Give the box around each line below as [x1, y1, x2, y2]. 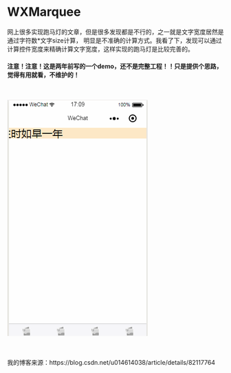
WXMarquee [7, 4, 81, 20]
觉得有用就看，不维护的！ [7, 70, 80, 79]
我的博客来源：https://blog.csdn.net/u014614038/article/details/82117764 [7, 359, 215, 367]
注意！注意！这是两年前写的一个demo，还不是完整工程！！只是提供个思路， [7, 62, 223, 70]
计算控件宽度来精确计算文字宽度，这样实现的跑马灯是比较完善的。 [7, 45, 194, 53]
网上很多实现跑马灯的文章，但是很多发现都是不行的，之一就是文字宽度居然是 [7, 27, 224, 36]
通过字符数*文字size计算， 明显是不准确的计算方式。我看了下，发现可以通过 [7, 36, 222, 45]
